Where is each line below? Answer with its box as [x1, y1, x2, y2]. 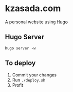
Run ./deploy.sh [12, 77, 46, 83]
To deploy [5, 59, 36, 67]
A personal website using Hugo [5, 19, 68, 25]
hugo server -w [5, 46, 36, 51]
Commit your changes [12, 72, 57, 77]
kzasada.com [5, 3, 61, 14]
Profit [12, 82, 23, 88]
